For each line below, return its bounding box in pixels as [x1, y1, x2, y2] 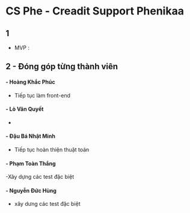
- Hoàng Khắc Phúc [5, 78, 55, 85]
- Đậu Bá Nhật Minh [5, 132, 55, 140]
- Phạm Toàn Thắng [5, 159, 56, 167]
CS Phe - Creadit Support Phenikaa [5, 4, 185, 18]
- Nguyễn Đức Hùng [5, 187, 57, 194]
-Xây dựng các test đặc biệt [5, 173, 75, 181]
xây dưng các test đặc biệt [14, 200, 81, 208]
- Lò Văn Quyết [5, 105, 44, 113]
